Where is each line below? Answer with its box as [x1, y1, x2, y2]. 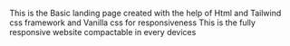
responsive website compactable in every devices [9, 27, 197, 37]
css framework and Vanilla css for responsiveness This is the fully [9, 17, 256, 28]
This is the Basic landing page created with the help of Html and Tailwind [9, 8, 282, 18]
